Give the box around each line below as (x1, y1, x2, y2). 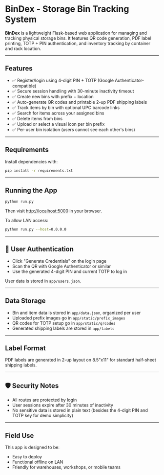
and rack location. (5, 45, 41, 51)
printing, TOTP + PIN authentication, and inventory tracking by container (5, 40, 150, 46)
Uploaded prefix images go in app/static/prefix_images (12, 315, 125, 321)
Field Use (5, 431, 34, 440)
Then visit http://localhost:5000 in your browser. (5, 208, 102, 214)
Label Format (5, 344, 46, 353)
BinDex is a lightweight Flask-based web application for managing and (5, 30, 147, 36)
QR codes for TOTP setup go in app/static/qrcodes (12, 320, 116, 326)
